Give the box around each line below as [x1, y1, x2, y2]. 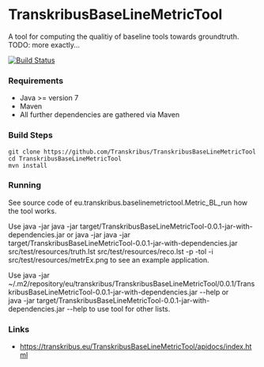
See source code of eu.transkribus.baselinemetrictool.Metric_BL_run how [8, 198, 248, 207]
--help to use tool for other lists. [66, 304, 171, 313]
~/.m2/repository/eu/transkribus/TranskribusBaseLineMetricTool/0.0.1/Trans [8, 278, 255, 288]
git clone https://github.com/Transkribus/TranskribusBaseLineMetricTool [8, 148, 257, 156]
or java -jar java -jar [66, 229, 130, 239]
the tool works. [8, 206, 57, 215]
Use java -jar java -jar [8, 221, 79, 231]
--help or [199, 287, 229, 297]
